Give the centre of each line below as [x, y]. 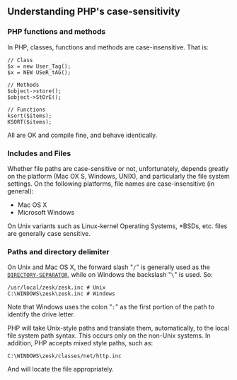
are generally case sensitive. [49, 233]
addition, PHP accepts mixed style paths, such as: [80, 343]
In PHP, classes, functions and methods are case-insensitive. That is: [108, 47]
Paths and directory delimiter [58, 251]
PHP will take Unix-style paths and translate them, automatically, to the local [118, 328]
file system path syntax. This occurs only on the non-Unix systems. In [109, 336]
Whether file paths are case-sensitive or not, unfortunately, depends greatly [118, 168]
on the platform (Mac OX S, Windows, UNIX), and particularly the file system [118, 176]
